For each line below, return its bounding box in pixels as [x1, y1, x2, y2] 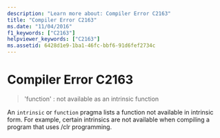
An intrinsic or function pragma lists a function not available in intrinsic [7, 108, 214, 116]
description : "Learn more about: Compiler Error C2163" [7, 10, 171, 17]
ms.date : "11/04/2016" [7, 23, 72, 30]
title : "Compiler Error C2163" [7, 17, 97, 23]
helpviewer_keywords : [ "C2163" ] [7, 36, 100, 43]
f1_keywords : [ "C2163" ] [7, 29, 76, 37]
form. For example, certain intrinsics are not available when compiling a [7, 115, 210, 124]
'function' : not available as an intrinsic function [23, 95, 159, 103]
